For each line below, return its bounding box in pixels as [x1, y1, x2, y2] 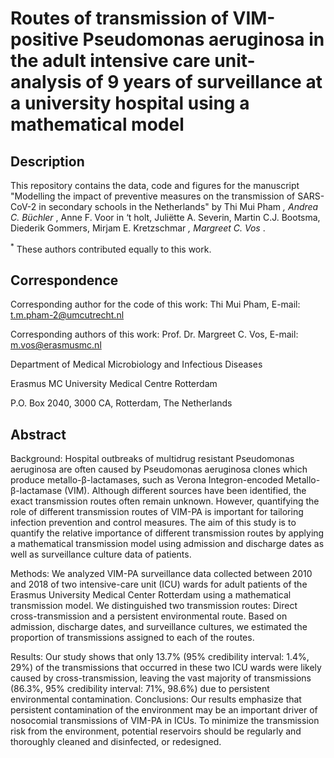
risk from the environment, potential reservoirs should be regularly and [10, 725, 302, 737]
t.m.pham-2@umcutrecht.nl [10, 309, 125, 321]
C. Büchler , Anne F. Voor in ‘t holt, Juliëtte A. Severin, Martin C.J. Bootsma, [10, 212, 321, 223]
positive [10, 28, 79, 51]
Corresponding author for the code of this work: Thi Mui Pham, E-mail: [10, 298, 301, 311]
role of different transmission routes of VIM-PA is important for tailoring [10, 506, 304, 518]
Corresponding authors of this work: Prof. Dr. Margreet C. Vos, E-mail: [10, 328, 299, 341]
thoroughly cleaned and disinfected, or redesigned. [10, 736, 222, 748]
